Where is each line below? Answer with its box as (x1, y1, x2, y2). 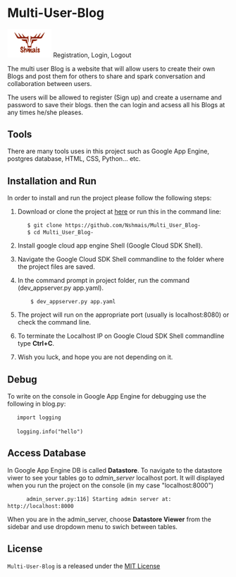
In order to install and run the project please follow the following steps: (7, 194, 212, 202)
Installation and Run (7, 175, 97, 187)
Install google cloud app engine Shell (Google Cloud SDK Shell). (17, 241, 203, 250)
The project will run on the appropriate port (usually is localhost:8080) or (17, 310, 230, 319)
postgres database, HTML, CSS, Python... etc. (7, 154, 141, 163)
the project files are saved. (17, 262, 95, 271)
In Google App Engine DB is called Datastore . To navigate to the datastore (7, 466, 223, 474)
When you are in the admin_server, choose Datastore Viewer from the (7, 515, 211, 523)
